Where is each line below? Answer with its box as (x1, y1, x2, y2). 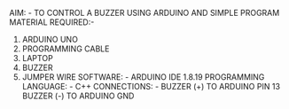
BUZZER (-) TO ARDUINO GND (21, 90, 135, 101)
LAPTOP (21, 53, 53, 63)
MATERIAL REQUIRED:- (9, 17, 95, 27)
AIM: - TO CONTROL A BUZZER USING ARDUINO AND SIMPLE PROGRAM (9, 8, 280, 18)
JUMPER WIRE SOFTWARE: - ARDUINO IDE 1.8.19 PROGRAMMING (21, 72, 265, 82)
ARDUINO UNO (21, 35, 78, 44)
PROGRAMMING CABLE (21, 43, 110, 54)
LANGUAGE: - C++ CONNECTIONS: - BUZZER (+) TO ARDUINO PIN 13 (21, 82, 281, 91)
